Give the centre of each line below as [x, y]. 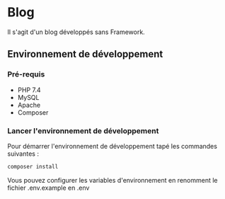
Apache [29, 105]
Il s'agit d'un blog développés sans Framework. [76, 32]
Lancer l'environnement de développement [83, 130]
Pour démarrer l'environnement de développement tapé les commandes [112, 146]
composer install [33, 166]
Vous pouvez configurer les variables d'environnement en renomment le [112, 180]
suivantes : [23, 154]
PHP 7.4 [29, 90]
